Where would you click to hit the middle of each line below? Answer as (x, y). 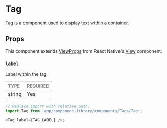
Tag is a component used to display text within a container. (67, 23)
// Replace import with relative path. (48, 106)
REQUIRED (38, 86)
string (15, 94)
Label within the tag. (27, 74)
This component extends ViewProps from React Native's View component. (84, 51)
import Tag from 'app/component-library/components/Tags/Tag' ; (74, 111)
